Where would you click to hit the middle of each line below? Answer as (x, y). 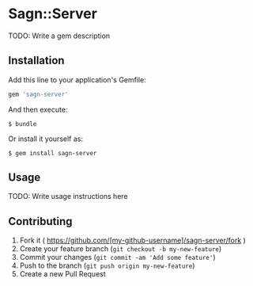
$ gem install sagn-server (53, 153)
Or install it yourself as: (45, 139)
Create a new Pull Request (63, 274)
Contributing (40, 221)
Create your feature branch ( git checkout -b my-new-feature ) (121, 249)
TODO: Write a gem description (59, 36)
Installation (36, 61)
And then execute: (38, 109)
